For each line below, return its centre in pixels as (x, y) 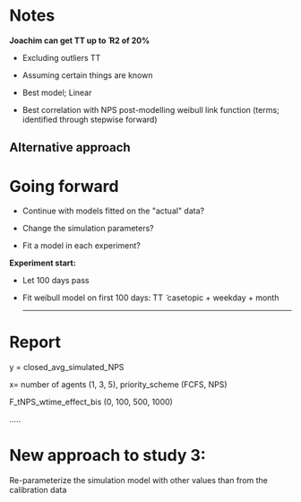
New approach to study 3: (107, 456)
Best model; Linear (57, 92)
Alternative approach (70, 147)
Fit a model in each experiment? (81, 246)
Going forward (64, 186)
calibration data (38, 490)
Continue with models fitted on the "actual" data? (113, 211)
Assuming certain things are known (87, 75)
